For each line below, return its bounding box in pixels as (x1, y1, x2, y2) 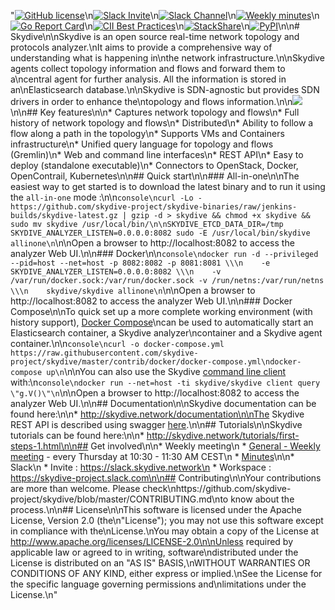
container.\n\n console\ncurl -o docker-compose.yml (10, 338, 225, 349)
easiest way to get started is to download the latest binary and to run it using (10, 181, 326, 192)
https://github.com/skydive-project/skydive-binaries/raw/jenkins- (10, 202, 298, 212)
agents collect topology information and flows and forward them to (10, 63, 286, 74)
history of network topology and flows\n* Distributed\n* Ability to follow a (10, 117, 314, 129)
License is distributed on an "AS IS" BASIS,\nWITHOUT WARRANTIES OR (10, 557, 311, 569)
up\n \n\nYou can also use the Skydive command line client (46, 366, 287, 377)
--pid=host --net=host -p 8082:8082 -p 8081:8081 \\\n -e (10, 258, 271, 268)
